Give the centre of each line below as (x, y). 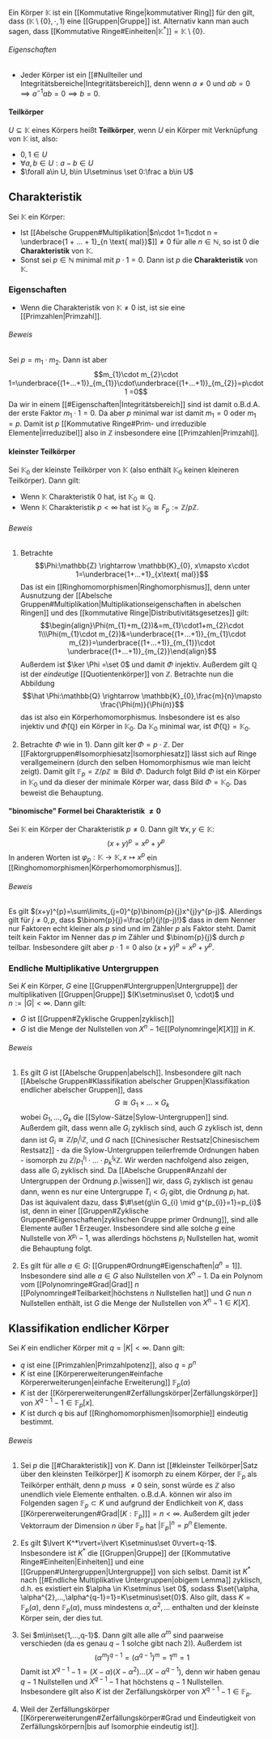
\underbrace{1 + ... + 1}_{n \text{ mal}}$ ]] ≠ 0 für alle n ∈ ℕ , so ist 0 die (140, 241)
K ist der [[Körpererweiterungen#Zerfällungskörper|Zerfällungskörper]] (139, 1393)
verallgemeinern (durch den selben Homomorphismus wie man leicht (135, 762)
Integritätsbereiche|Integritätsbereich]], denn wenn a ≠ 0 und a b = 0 (135, 83)
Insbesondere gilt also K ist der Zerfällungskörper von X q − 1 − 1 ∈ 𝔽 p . (136, 1692)
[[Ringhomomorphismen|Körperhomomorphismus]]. (95, 868)
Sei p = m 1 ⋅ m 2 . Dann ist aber (58, 361)
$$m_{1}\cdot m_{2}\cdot (136, 374)
